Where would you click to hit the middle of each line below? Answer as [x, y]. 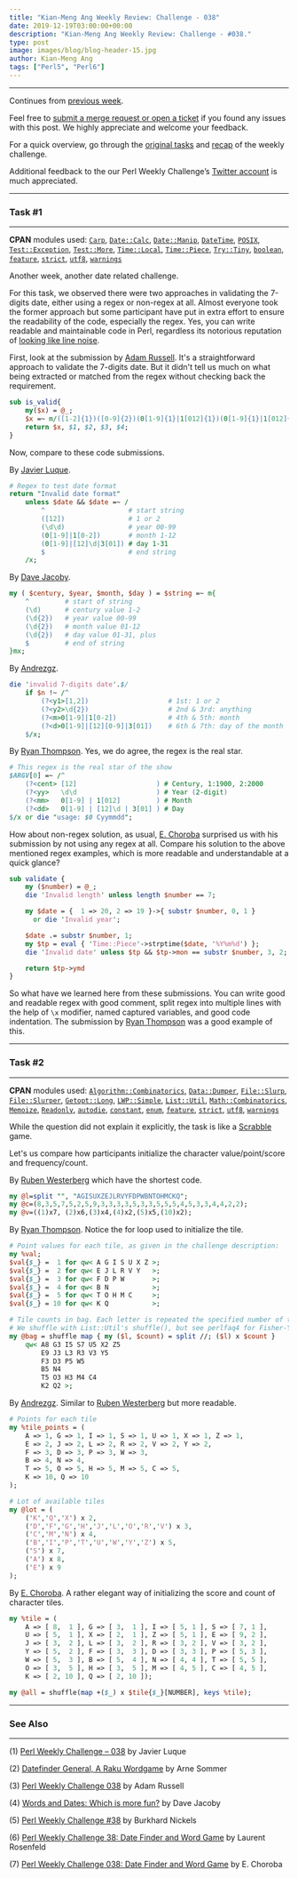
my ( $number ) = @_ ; [61, 887]
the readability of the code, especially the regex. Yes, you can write [132, 322]
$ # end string [109, 552]
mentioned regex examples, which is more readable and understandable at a [149, 853]
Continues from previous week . [67, 100]
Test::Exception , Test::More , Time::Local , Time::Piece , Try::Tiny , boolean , [147, 249]
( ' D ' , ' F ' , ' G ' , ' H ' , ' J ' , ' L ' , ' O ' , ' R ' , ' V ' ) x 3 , [109, 1526]
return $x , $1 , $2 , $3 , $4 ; [77, 427]
